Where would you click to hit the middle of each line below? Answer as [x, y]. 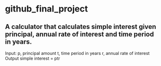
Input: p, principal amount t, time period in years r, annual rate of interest [77, 53]
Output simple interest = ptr [33, 58]
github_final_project [47, 9]
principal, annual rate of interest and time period [80, 34]
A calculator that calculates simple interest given [80, 27]
